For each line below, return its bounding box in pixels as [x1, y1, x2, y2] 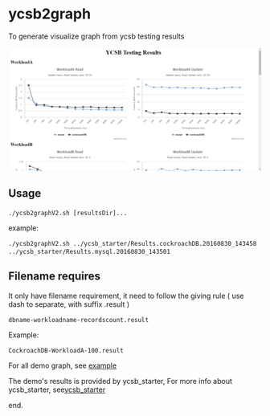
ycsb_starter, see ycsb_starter [8, 385, 106, 394]
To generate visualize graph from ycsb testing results [8, 31, 185, 41]
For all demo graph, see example [8, 361, 117, 370]
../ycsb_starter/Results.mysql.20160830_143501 [8, 247, 171, 255]
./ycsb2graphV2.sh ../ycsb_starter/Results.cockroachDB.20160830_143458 [8, 239, 257, 247]
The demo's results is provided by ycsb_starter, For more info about [8, 376, 233, 385]
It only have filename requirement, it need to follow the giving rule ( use [8, 291, 244, 300]
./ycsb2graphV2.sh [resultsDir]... [8, 209, 128, 217]
